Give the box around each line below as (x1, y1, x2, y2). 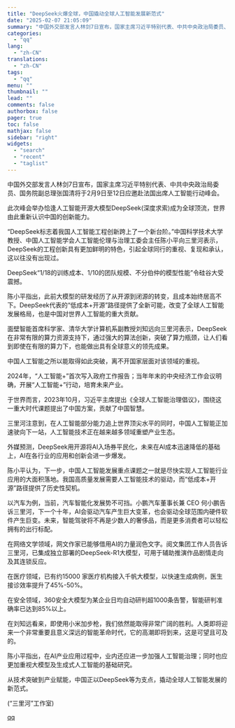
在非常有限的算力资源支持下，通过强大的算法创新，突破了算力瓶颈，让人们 (7, 333, 222, 342)
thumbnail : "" (7, 88, 49, 95)
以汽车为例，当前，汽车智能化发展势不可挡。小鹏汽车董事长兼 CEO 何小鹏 (7, 498, 220, 507)
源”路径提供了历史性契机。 (7, 484, 84, 492)
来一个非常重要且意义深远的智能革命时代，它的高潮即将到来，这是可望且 (7, 628, 215, 636)
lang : (7, 43, 23, 50)
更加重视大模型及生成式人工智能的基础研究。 (7, 660, 136, 668)
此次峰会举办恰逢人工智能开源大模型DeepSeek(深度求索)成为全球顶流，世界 (7, 204, 226, 212)
